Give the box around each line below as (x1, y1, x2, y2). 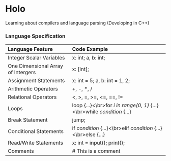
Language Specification (5, 33, 66, 40)
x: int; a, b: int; (72, 54, 105, 61)
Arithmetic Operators (8, 85, 59, 92)
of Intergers (8, 69, 36, 76)
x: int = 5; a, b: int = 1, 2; (72, 77, 130, 84)
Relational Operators (8, 93, 57, 101)
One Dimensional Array (8, 62, 64, 70)
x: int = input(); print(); (72, 139, 125, 146)
